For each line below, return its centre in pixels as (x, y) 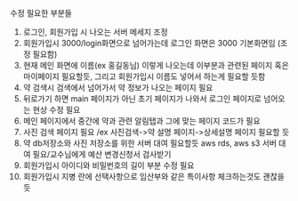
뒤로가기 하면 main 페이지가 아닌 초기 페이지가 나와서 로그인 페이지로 (142, 99)
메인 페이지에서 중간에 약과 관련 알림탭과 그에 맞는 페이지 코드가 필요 (141, 121)
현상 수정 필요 (56, 110)
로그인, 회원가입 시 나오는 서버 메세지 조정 (95, 32)
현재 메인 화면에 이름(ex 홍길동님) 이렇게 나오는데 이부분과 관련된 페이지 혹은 (156, 65)
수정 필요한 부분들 (41, 13)
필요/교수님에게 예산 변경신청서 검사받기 (102, 154)
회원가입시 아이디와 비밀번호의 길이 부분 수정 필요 (109, 165)
